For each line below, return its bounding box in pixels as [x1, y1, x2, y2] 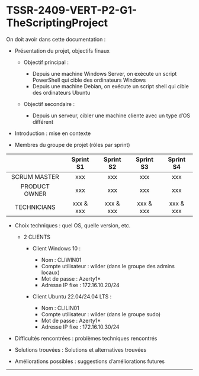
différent [32, 118, 53, 125]
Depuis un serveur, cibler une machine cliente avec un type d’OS [32, 112, 191, 119]
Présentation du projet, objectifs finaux [14, 47, 110, 54]
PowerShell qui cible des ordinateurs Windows [32, 76, 146, 83]
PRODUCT [20, 182, 50, 190]
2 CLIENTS [23, 233, 50, 240]
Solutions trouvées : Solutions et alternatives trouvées [14, 346, 147, 353]
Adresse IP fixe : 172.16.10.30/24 [41, 323, 120, 330]
